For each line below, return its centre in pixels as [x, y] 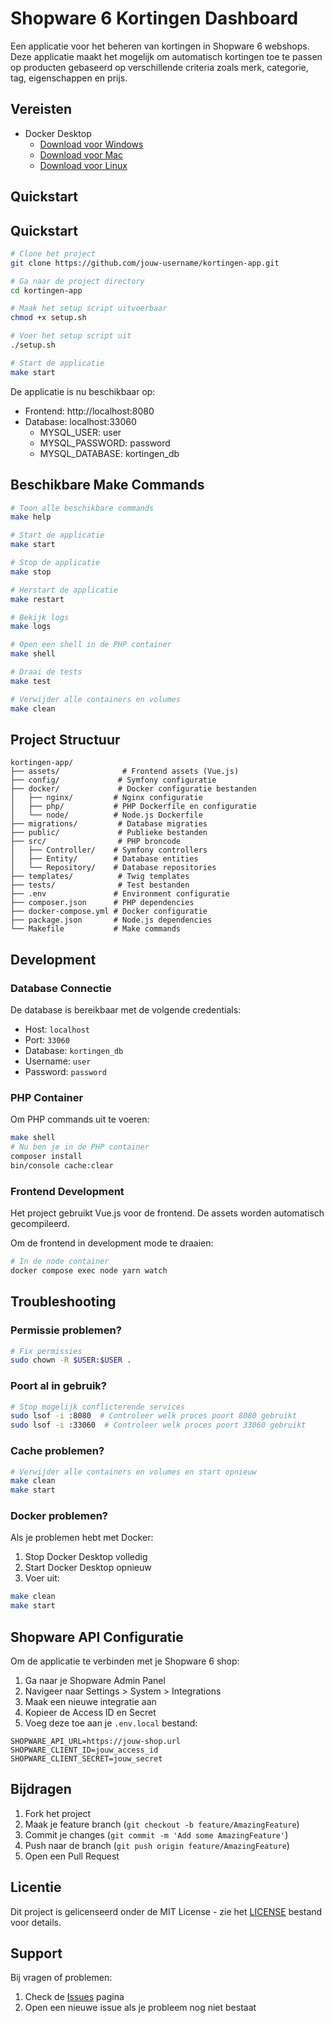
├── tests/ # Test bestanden [100, 885]
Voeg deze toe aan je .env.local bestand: [111, 1723]
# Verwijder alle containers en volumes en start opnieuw [133, 1472]
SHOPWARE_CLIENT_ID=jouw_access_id [84, 1750]
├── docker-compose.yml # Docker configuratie [109, 912]
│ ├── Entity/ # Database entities [104, 859]
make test [31, 681]
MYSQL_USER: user [80, 432]
